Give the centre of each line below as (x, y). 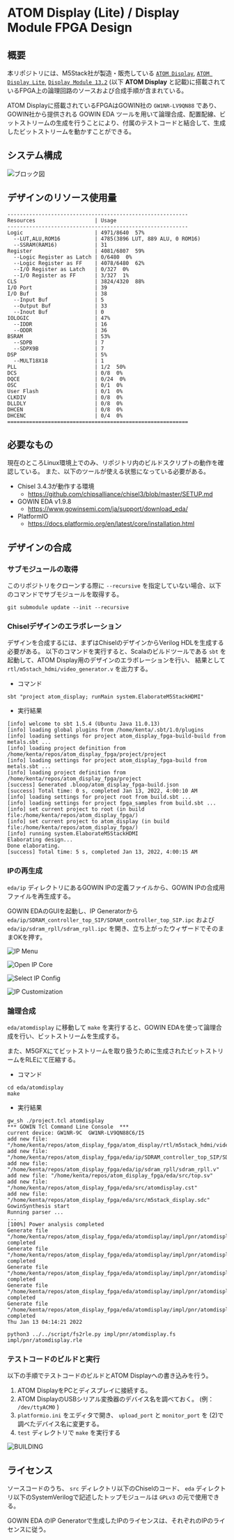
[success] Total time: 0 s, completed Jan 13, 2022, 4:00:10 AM (102, 791)
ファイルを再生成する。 (41, 896)
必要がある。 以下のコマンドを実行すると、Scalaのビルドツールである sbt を (117, 651)
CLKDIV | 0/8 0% (65, 397)
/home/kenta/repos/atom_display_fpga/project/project (87, 754)
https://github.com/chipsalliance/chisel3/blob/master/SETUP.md (120, 494)
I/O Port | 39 (57, 287)
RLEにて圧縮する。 (52, 1060)
